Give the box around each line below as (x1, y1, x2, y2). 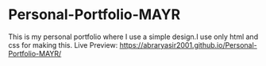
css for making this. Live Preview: (8, 40, 118, 49)
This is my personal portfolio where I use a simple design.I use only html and (8, 32, 259, 41)
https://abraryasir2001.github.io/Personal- (119, 40, 257, 49)
